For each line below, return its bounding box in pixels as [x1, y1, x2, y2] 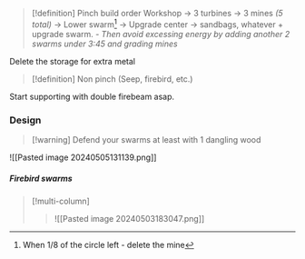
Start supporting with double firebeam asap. [9, 91, 175, 102]
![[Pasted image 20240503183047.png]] [54, 213, 205, 224]
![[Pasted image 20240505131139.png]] [9, 152, 157, 163]
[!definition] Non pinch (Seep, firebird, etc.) [31, 73, 193, 85]
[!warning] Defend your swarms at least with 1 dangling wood [31, 134, 261, 144]
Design [9, 114, 42, 126]
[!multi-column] [31, 195, 91, 206]
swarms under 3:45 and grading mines [31, 38, 179, 49]
